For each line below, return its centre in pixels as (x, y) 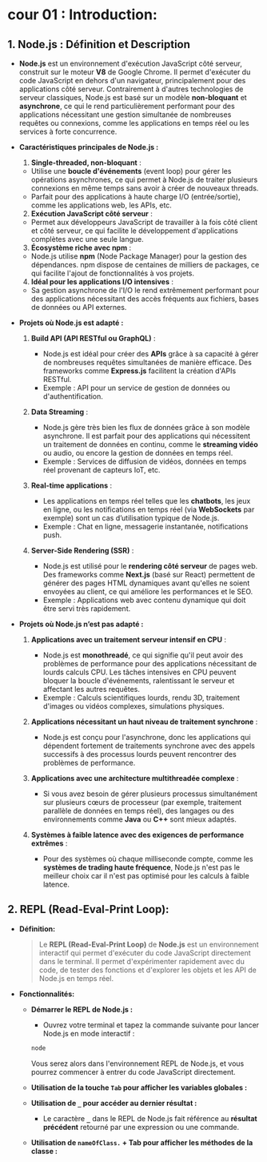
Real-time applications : (72, 485)
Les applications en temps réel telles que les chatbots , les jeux (147, 501)
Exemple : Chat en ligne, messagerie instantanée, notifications (145, 527)
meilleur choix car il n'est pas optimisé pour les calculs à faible (146, 876)
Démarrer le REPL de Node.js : (82, 1009)
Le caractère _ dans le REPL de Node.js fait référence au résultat (150, 1118)
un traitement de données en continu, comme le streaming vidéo (150, 444)
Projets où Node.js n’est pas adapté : (81, 624)
